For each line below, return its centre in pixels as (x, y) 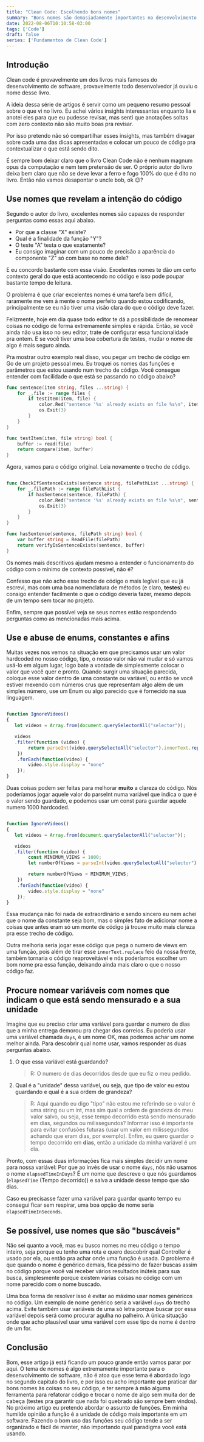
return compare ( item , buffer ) (56, 449)
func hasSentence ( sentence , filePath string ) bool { (74, 534)
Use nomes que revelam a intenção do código (94, 199)
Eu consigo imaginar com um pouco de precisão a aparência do (95, 251)
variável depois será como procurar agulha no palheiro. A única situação (97, 1316)
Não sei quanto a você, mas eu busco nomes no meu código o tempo (93, 1245)
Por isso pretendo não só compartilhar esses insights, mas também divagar (101, 135)
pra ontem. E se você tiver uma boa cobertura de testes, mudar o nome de (100, 338)
